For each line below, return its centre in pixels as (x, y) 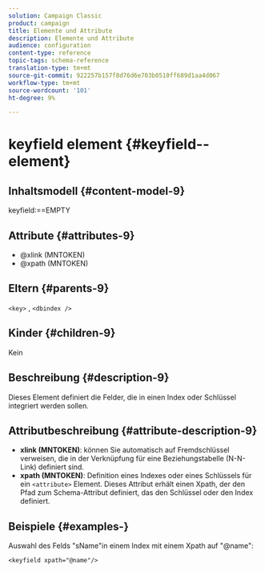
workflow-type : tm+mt (44, 83)
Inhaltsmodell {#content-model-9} (97, 191)
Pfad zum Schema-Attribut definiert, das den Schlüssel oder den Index (137, 493)
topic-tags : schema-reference (59, 61)
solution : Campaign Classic (55, 16)
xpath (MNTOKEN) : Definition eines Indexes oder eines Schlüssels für (136, 476)
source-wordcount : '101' (50, 90)
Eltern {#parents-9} (59, 288)
